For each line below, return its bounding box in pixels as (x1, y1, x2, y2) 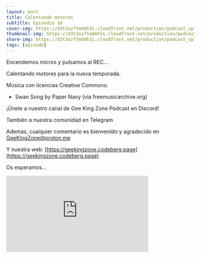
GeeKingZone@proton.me (6, 134, 71, 141)
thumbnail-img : (6, 31, 44, 37)
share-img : (6, 36, 33, 42)
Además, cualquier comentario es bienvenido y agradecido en (6, 128, 160, 135)
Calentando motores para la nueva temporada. (6, 70, 121, 77)
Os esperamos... (6, 164, 47, 171)
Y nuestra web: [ (6, 146, 47, 153)
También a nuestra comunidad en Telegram (6, 116, 114, 123)
